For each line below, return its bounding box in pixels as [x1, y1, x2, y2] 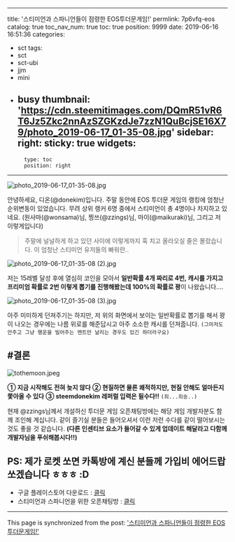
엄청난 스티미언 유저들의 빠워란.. [41, 245, 129, 253]
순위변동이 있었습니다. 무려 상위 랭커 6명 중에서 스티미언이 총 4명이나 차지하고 [7, 204, 220, 212]
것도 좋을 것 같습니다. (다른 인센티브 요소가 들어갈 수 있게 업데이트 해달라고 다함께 [7, 424, 227, 433]
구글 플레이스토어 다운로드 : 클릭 [17, 488, 106, 497]
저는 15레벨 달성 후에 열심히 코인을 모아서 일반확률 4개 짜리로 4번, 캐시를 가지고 [7, 274, 224, 282]
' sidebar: [171, 127, 215, 139]
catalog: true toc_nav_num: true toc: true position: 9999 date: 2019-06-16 [7, 22, 219, 31]
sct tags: [17, 43, 43, 52]
